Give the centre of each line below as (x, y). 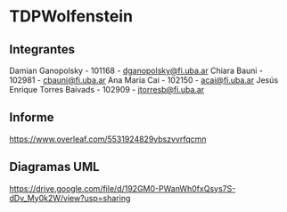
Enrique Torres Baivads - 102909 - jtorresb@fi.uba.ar (107, 90)
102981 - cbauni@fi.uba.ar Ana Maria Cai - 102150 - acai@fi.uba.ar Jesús (144, 80)
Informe (32, 118)
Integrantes (42, 49)
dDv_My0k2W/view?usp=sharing (70, 198)
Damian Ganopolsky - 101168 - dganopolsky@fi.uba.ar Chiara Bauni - (136, 70)
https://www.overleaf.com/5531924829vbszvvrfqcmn (108, 139)
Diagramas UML (54, 167)
